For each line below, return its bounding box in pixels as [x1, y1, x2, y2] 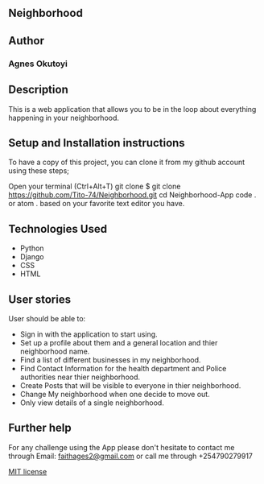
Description [8, 83, 68, 97]
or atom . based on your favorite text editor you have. [8, 199, 185, 209]
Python [19, 243, 44, 253]
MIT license [8, 466, 47, 476]
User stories [8, 292, 71, 306]
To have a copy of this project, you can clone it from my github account [8, 157, 245, 168]
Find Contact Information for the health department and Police [19, 363, 227, 373]
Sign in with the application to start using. [19, 329, 159, 339]
